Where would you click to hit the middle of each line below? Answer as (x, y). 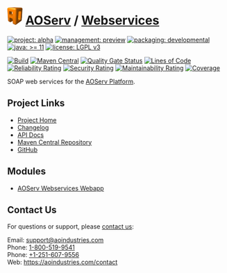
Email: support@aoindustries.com (56, 240)
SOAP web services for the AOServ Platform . (71, 81)
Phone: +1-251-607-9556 (43, 255)
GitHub (27, 149)
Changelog (33, 127)
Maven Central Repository (54, 142)
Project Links (36, 103)
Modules (27, 171)
